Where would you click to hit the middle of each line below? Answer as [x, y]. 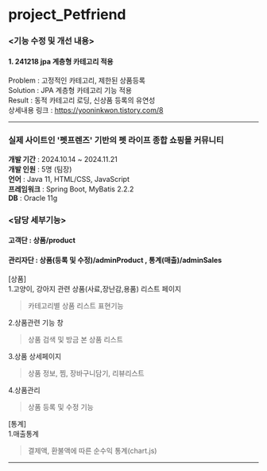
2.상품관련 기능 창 [36, 322]
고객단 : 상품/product [42, 241]
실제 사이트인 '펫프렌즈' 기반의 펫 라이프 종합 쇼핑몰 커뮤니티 [116, 141]
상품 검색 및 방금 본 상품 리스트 [75, 340]
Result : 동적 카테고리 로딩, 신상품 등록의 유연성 [82, 100]
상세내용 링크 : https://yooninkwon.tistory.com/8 [86, 110]
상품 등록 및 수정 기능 [60, 407]
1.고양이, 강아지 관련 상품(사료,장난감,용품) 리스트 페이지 [95, 289]
